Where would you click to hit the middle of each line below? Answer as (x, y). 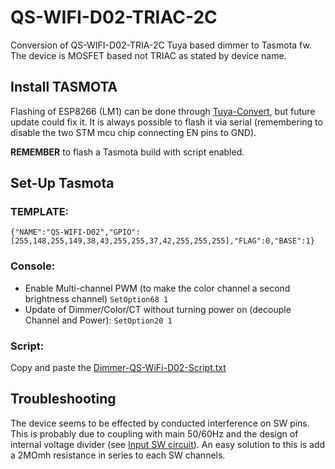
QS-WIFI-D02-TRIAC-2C (114, 17)
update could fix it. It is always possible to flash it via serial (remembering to (166, 122)
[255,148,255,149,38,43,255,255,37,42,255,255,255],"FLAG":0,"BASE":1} (162, 241)
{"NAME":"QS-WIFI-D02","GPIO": (75, 232)
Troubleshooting (63, 399)
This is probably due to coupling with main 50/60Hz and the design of (154, 433)
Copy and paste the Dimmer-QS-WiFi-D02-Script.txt (118, 368)
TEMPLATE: (40, 212)
